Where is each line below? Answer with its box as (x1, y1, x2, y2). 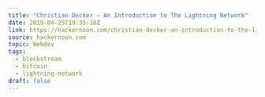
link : (8, 26, 26, 34)
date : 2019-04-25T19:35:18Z (8, 19, 101, 27)
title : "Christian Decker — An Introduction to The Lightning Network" (8, 11, 248, 20)
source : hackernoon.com (8, 33, 87, 41)
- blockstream (15, 56, 62, 63)
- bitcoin (15, 63, 47, 70)
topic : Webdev (8, 41, 55, 48)
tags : (8, 48, 26, 56)
